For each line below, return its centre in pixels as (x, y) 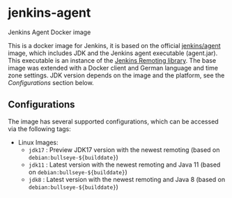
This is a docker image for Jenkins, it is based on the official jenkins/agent (115, 45)
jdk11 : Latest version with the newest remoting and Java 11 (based (124, 165)
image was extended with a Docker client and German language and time (113, 68)
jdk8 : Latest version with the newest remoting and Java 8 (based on (127, 179)
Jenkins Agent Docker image (49, 32)
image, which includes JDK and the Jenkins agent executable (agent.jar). (113, 53)
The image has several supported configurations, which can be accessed (113, 121)
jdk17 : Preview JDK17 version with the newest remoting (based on (124, 150)
